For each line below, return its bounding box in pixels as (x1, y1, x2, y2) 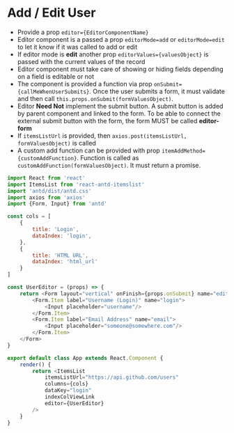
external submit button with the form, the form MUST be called (17, 116, 198, 125)
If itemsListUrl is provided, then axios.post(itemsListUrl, (17, 131, 187, 140)
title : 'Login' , (32, 226, 79, 233)
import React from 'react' (7, 174, 86, 182)
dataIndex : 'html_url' (32, 258, 98, 265)
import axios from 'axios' (7, 194, 86, 201)
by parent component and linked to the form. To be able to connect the (17, 109, 221, 118)
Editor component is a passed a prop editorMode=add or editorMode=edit (17, 35, 225, 43)
